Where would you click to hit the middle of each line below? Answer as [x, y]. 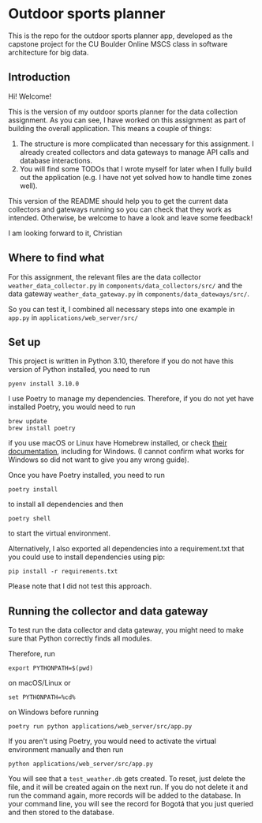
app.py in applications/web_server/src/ [73, 318]
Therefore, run [32, 654]
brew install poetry [42, 428]
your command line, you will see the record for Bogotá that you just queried [131, 804]
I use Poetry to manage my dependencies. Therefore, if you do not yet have [131, 399]
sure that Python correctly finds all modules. [80, 639]
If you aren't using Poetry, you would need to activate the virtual [112, 741]
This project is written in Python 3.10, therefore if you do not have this [121, 361]
